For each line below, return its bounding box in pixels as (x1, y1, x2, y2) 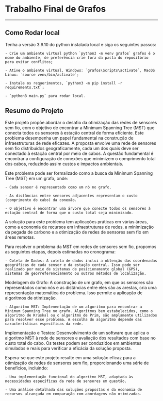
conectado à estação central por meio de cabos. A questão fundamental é (5, 150, 154, 156)
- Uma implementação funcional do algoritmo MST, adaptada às (5, 374, 133, 379)
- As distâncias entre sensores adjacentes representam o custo (5, 193, 138, 198)
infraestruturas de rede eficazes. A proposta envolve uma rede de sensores (5, 140, 157, 146)
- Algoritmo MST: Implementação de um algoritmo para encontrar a (5, 304, 142, 309)
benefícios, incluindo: (5, 365, 48, 371)
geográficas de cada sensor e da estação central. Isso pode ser (5, 262, 140, 267)
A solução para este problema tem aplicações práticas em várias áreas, (5, 218, 148, 224)
